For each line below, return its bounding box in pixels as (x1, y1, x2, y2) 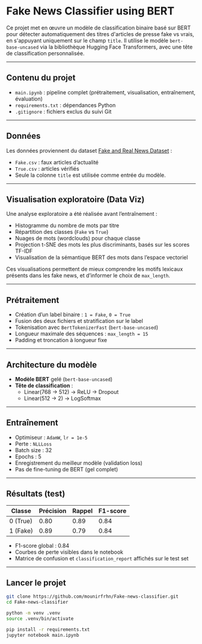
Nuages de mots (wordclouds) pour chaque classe (14, 235, 141, 242)
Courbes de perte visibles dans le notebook (14, 548, 124, 556)
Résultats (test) (6, 489, 66, 499)
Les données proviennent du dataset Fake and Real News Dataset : (6, 147, 173, 154)
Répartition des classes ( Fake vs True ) (14, 228, 109, 236)
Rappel (72, 506, 93, 515)
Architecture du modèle (6, 360, 97, 370)
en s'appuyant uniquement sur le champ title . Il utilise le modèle (6, 37, 168, 44)
